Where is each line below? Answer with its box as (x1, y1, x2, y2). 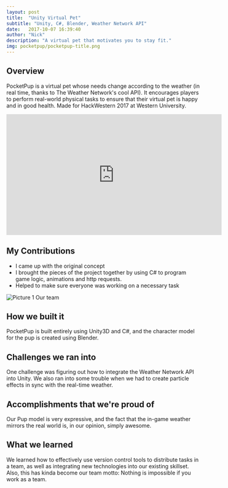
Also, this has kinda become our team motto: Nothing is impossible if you (6, 469, 192, 476)
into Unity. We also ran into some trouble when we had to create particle (6, 375, 189, 382)
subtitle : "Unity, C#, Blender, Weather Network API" (6, 20, 147, 26)
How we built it (6, 311, 65, 322)
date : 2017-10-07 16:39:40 (6, 26, 81, 33)
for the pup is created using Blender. (6, 334, 99, 341)
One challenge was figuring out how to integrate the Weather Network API (6, 368, 195, 376)
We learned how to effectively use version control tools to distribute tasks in (6, 455, 199, 463)
